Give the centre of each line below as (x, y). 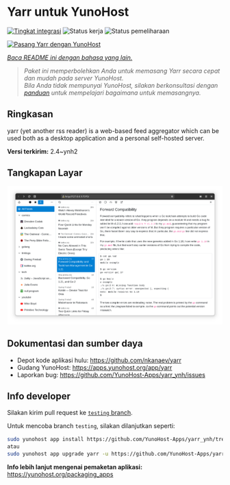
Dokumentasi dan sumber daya (75, 344)
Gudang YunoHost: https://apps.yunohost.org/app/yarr (94, 367)
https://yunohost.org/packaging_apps (60, 474)
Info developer (39, 396)
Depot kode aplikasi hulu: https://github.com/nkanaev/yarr (99, 360)
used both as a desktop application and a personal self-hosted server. (106, 138)
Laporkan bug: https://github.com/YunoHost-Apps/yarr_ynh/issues (111, 375)
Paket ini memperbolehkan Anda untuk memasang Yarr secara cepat (122, 71)
